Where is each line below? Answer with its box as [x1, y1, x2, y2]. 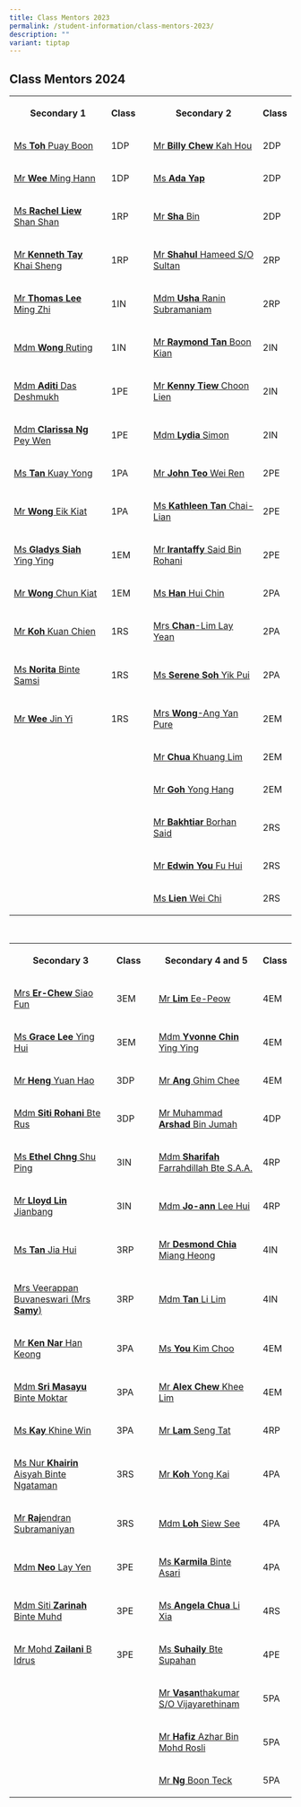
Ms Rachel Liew [13, 205, 82, 217]
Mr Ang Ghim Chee [158, 1074, 240, 1087]
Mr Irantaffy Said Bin [153, 544, 242, 556]
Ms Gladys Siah [13, 544, 82, 556]
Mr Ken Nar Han [13, 1337, 83, 1349]
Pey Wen [13, 434, 52, 447]
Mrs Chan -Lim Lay [153, 620, 234, 633]
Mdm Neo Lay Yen [13, 1561, 91, 1574]
